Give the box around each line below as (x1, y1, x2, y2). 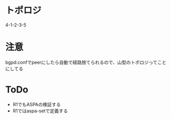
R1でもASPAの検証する (12, 101, 61, 107)
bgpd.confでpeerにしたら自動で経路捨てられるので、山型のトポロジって (5, 59, 158, 65)
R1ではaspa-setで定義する (12, 108, 68, 114)
